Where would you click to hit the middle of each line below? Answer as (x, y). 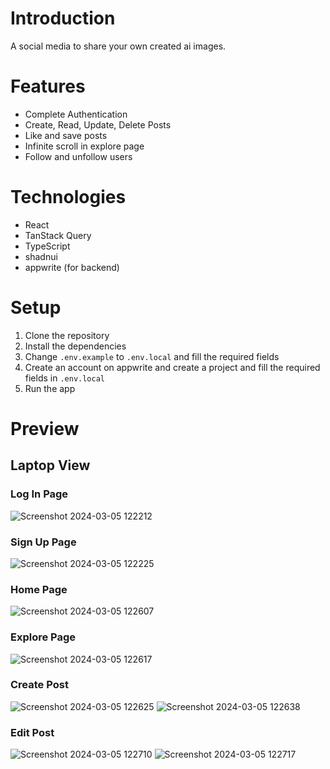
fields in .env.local (65, 378)
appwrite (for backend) (72, 267)
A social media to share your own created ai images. (118, 46)
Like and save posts (66, 135)
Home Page (39, 589)
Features (48, 86)
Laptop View (50, 465)
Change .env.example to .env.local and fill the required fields (152, 356)
